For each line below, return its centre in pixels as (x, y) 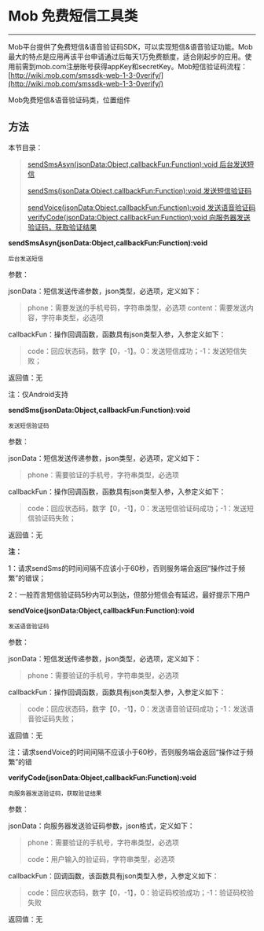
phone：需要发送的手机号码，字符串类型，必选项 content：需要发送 (137, 307)
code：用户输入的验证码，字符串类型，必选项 (101, 859)
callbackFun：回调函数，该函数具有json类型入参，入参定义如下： (114, 876)
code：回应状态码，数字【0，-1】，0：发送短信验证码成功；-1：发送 (137, 508)
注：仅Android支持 (38, 394)
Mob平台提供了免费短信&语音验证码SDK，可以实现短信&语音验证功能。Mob (130, 46)
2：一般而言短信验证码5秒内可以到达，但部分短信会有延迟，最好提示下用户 (129, 594)
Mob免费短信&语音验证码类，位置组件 (70, 100)
